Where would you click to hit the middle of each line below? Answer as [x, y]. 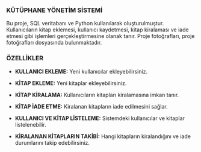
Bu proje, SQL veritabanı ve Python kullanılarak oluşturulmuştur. [85, 24]
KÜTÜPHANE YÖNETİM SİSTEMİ [54, 10]
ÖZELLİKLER [25, 59]
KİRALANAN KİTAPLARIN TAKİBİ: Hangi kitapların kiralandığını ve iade [103, 136]
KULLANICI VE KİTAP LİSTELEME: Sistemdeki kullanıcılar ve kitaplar [100, 118]
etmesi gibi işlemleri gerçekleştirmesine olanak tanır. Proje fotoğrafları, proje [100, 36]
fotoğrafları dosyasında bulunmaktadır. [54, 43]
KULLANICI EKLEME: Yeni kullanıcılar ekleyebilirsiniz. [81, 71]
